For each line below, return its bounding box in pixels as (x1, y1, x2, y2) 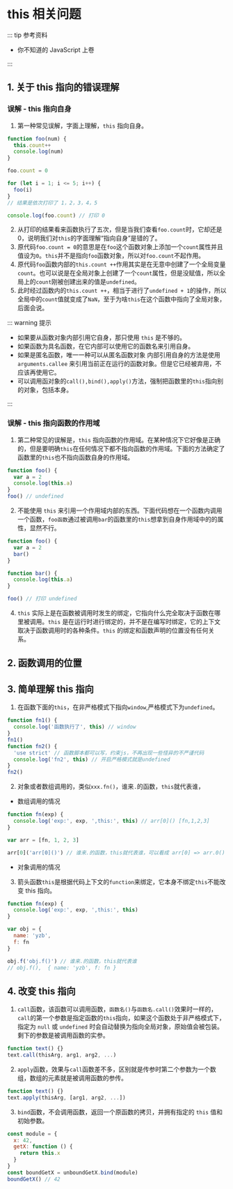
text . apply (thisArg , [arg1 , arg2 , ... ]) (7, 1094, 127, 1101)
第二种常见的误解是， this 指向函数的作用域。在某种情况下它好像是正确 (17, 435, 221, 444)
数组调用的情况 (17, 797, 61, 805)
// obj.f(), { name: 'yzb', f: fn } (7, 964, 117, 971)
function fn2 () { (7, 743, 58, 750)
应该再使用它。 (17, 368, 61, 377)
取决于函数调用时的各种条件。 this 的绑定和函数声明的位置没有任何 (17, 626, 209, 635)
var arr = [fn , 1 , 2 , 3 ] (7, 836, 79, 844)
